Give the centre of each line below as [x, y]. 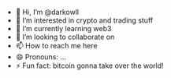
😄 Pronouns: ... [41, 57]
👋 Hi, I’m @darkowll [47, 12]
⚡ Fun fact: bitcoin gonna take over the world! [89, 66]
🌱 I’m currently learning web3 [63, 28]
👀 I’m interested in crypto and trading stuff [84, 20]
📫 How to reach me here [56, 46]
